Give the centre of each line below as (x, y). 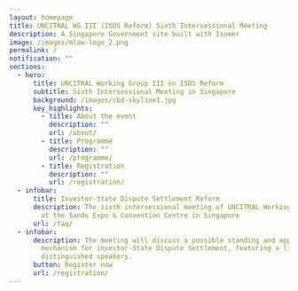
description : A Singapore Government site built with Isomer (125, 34)
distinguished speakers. (87, 257)
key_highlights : (63, 108)
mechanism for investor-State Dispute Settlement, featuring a (160, 248)
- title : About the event (89, 116)
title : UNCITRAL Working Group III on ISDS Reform (128, 83)
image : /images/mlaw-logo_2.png (69, 42)
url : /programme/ (81, 157)
